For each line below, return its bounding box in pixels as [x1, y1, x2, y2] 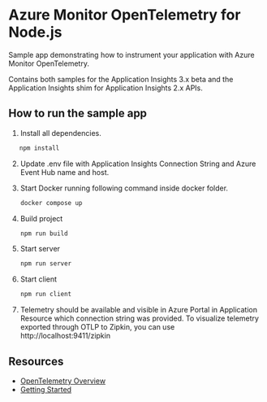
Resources [8, 354, 64, 368]
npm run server [19, 260, 72, 268]
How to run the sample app [8, 107, 148, 120]
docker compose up [19, 199, 83, 207]
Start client [19, 274, 58, 284]
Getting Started [19, 384, 71, 394]
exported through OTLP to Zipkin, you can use [19, 322, 175, 332]
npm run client [19, 291, 72, 299]
